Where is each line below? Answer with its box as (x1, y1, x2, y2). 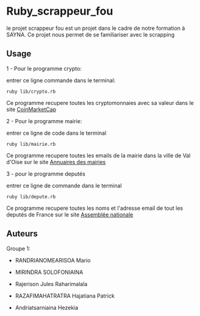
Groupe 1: (6, 245, 30, 252)
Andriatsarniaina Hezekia (15, 304, 79, 311)
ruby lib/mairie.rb (6, 141, 56, 147)
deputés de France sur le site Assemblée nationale (6, 210, 134, 218)
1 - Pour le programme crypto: (6, 65, 82, 72)
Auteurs (6, 229, 38, 239)
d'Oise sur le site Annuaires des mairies (6, 158, 106, 165)
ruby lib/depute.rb (6, 193, 56, 199)
